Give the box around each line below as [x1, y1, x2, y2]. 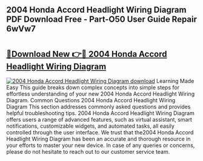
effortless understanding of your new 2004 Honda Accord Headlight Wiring [6, 90, 195, 97]
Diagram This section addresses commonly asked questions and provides [6, 103, 191, 110]
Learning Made [156, 77, 195, 84]
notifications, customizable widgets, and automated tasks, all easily [6, 122, 175, 130]
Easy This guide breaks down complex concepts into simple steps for [6, 84, 180, 91]
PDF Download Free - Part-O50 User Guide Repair [6, 15, 198, 25]
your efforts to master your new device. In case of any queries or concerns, [6, 142, 195, 149]
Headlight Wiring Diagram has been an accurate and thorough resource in [6, 136, 191, 142]
